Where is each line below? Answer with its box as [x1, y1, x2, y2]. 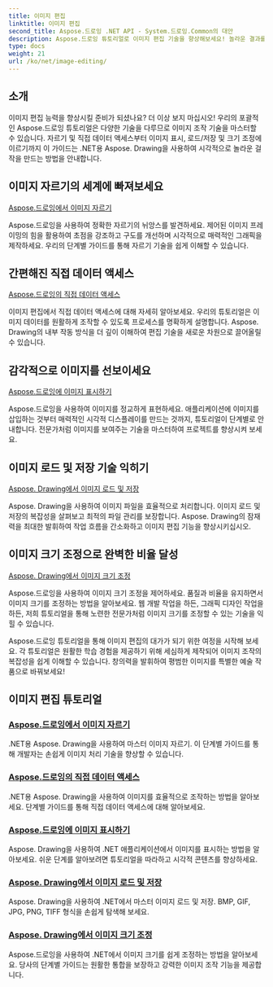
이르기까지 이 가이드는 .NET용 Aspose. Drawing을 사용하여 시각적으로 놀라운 [8, 143, 253, 153]
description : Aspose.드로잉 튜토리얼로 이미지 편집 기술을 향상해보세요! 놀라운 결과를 [8, 34, 266, 43]
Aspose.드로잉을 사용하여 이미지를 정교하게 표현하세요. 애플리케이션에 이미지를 [8, 404, 260, 414]
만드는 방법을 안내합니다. [23, 153, 102, 163]
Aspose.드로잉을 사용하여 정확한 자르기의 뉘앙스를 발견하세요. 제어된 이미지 [8, 220, 249, 230]
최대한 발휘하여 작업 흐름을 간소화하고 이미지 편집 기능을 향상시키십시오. [23, 521, 252, 531]
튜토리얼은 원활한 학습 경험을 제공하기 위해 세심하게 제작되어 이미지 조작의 [27, 646, 262, 656]
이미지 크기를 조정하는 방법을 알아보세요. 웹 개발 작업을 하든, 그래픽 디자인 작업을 [8, 598, 264, 608]
